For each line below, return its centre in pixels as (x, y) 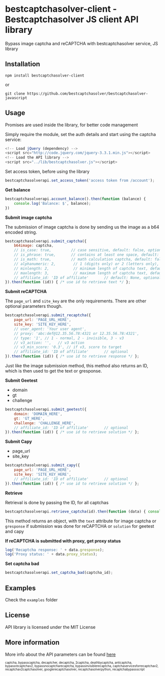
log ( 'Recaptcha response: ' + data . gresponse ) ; (55, 550)
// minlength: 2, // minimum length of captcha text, (81, 269)
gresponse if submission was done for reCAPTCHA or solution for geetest (80, 526)
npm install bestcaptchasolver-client (45, 75)
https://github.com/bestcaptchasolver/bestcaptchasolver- (87, 94)
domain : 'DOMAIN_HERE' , (38, 414)
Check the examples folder (31, 600)
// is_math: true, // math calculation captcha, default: (83, 259)
